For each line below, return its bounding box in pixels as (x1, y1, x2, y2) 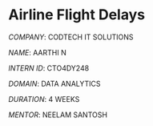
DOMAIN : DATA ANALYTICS (8, 79, 102, 88)
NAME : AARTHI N (8, 47, 66, 57)
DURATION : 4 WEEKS (8, 94, 80, 104)
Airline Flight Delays (8, 6, 146, 24)
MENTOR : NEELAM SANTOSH (8, 110, 108, 120)
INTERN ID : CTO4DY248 (8, 63, 90, 73)
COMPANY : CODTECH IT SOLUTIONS (8, 32, 134, 42)
